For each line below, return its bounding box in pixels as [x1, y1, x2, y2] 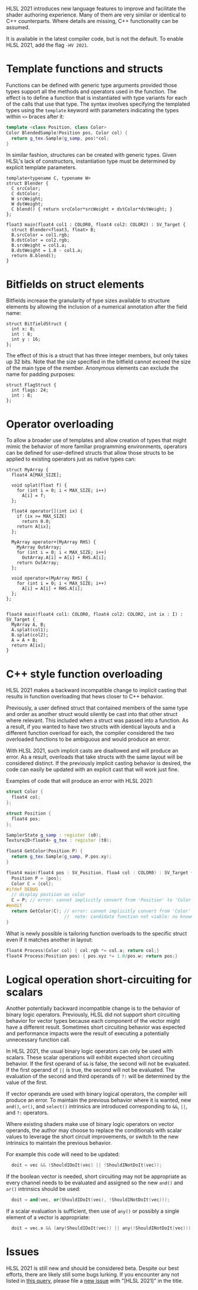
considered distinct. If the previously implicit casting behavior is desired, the [6, 760, 192, 767]
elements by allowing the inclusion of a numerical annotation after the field [6, 303, 187, 310]
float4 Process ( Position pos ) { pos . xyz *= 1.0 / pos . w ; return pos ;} [6, 953, 178, 959]
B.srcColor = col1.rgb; [11, 232, 70, 238]
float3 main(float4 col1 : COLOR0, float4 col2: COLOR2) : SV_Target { [6, 222, 186, 228]
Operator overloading [6, 417, 114, 431]
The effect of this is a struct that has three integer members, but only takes [6, 352, 189, 359]
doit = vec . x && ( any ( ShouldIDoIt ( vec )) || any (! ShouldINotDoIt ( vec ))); [11, 1225, 194, 1232]
